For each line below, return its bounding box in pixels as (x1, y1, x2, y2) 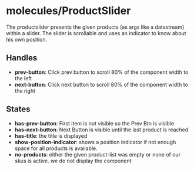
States (6, 104, 31, 114)
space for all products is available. (14, 145, 98, 152)
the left (14, 74, 32, 81)
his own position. (6, 36, 48, 43)
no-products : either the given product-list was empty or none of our (14, 151, 181, 158)
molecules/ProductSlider (6, 4, 131, 18)
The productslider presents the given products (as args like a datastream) (6, 23, 185, 30)
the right (14, 87, 35, 94)
